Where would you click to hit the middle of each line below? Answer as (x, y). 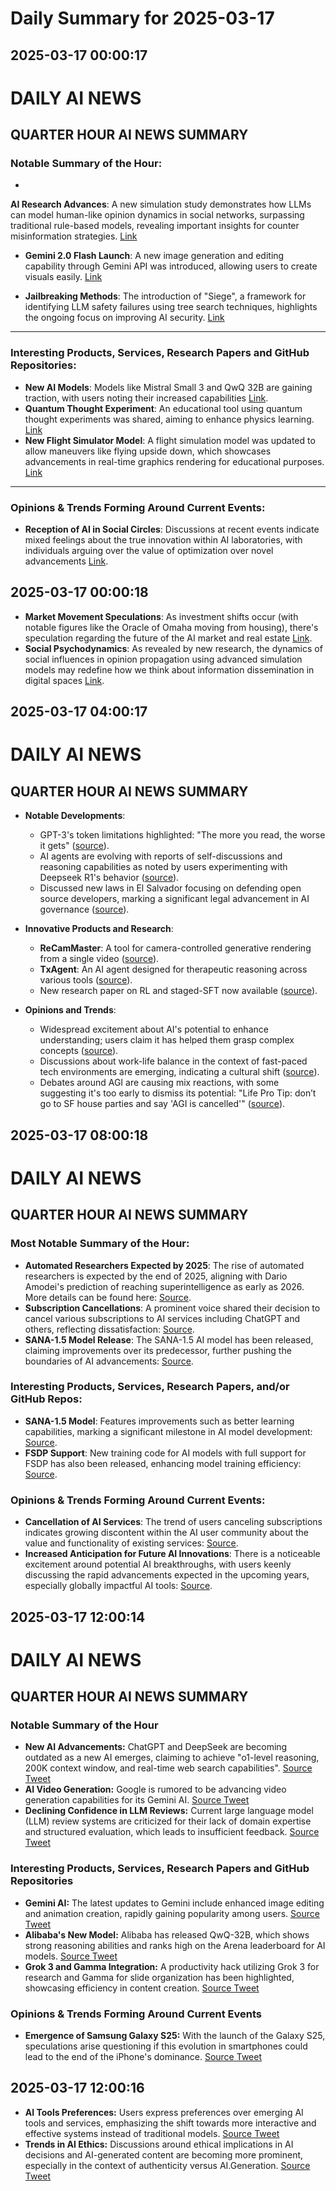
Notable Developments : (75, 816)
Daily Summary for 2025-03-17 (142, 18)
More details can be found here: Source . (108, 1297)
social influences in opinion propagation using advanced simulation (163, 659)
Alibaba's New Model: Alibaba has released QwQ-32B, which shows (167, 1934)
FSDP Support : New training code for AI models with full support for (165, 1453)
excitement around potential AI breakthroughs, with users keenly (158, 1564)
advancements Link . (66, 561)
